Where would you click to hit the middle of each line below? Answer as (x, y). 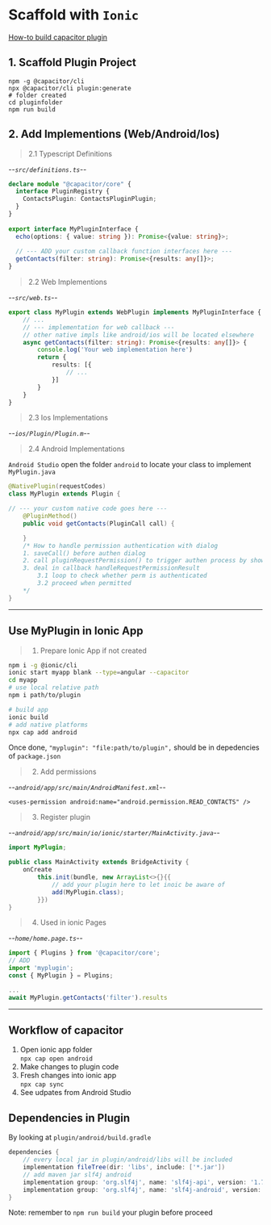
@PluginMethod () (50, 516)
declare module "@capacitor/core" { (70, 184)
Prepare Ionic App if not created (94, 650)
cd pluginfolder (35, 102)
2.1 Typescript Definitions (70, 153)
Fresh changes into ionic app (68, 1076)
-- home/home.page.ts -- (46, 939)
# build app (28, 709)
